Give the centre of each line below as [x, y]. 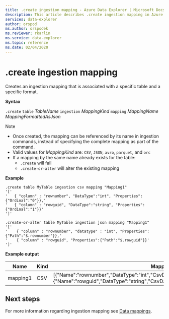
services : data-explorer [31, 19]
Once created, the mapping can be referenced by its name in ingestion [86, 136]
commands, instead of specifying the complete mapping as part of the [86, 141]
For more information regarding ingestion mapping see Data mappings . [79, 311]
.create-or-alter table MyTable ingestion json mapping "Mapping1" [77, 222]
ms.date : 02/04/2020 [27, 47]
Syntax [13, 101]
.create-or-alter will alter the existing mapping [70, 168]
